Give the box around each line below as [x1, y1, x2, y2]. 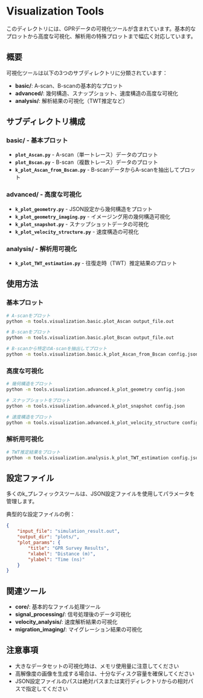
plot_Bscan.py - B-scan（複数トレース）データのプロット [14, 158, 158, 166]
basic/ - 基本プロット [6, 136, 68, 145]
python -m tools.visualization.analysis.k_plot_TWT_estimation [6, 455, 169, 461]
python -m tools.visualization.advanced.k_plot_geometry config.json [6, 387, 185, 393]
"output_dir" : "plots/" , [17, 534, 80, 540]
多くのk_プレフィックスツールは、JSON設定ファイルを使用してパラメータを [6, 490, 195, 497]
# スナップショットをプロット [6, 397, 71, 403]
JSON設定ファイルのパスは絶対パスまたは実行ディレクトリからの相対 [14, 677, 188, 685]
